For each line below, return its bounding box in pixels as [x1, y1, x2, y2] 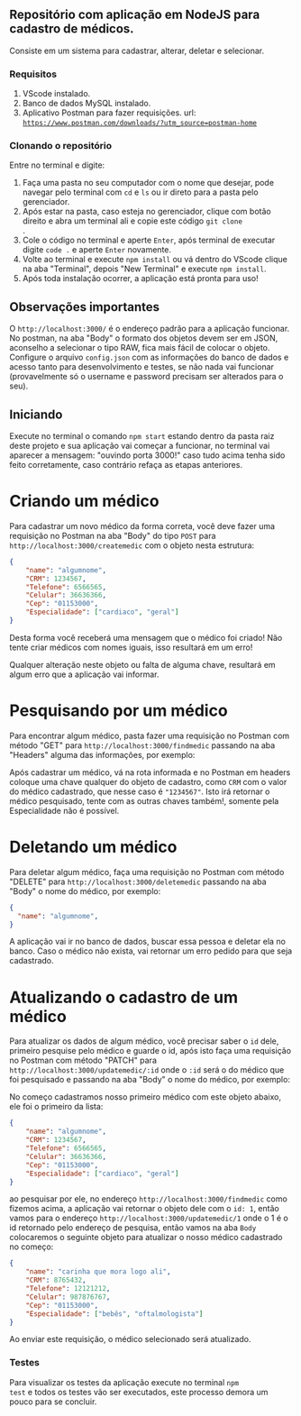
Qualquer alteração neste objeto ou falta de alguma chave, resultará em [9, 659, 277, 670]
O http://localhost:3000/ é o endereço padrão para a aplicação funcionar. [9, 324, 290, 334]
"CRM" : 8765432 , [25, 1275, 87, 1285]
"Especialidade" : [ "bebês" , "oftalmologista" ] [25, 1309, 204, 1319]
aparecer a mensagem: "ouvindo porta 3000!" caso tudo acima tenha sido [9, 450, 286, 461]
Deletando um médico [9, 837, 178, 857]
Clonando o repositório [9, 140, 113, 152]
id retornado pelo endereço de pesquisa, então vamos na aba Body [9, 1222, 257, 1233]
